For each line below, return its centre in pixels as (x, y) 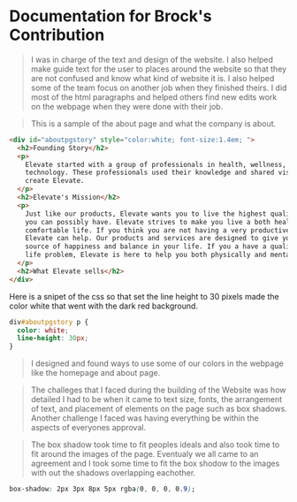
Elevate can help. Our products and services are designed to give (152, 239)
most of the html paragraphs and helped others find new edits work (154, 97)
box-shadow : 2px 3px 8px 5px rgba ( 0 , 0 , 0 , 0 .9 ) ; (103, 489)
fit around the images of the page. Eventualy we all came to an (145, 454)
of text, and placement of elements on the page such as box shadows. (159, 409)
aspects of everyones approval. (88, 428)
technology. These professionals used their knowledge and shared (150, 173)
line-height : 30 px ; (53, 338)
